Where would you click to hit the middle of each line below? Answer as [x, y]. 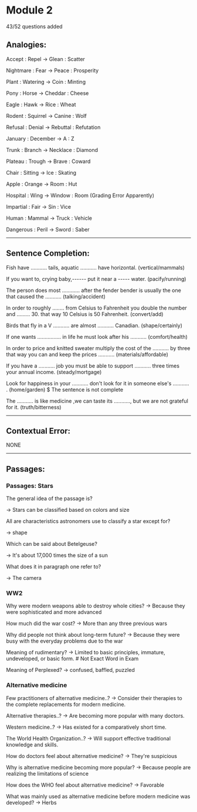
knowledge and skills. [32, 745]
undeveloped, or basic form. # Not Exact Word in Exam [72, 659]
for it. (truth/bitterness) [34, 407]
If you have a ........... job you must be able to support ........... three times [93, 366]
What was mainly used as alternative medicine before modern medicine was [98, 796]
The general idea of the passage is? [49, 498]
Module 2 [29, 10]
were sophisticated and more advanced [54, 612]
